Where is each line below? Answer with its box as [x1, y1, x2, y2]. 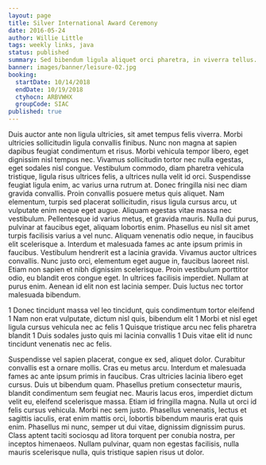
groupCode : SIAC [15, 100, 69, 108]
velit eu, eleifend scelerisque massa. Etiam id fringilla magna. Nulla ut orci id [8, 397, 257, 406]
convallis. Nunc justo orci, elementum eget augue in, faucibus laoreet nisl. [8, 256, 250, 265]
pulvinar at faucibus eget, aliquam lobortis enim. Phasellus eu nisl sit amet [8, 223, 250, 231]
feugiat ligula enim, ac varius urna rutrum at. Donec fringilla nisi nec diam [8, 180, 248, 189]
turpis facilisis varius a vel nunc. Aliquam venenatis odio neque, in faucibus [8, 231, 254, 240]
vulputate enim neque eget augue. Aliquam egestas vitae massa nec [8, 206, 232, 215]
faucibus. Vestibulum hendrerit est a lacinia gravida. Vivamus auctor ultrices [8, 248, 257, 257]
